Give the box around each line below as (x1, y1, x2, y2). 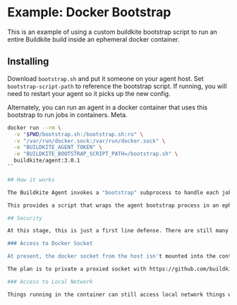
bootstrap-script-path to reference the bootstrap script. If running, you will (7, 82, 227, 90)
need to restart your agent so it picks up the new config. (7, 89, 171, 97)
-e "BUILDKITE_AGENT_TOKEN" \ (13, 144, 102, 151)
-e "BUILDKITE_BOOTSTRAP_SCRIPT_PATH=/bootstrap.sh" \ (13, 150, 178, 157)
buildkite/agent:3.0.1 (13, 157, 80, 165)
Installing (7, 56, 49, 68)
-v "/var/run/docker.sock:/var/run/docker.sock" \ (13, 137, 166, 145)
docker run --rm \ (7, 124, 61, 131)
